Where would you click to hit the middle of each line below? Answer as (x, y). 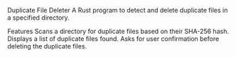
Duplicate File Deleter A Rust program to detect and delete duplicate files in (118, 10)
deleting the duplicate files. (47, 46)
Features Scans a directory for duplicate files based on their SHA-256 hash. (118, 31)
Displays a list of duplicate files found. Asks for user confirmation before (113, 39)
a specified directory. (38, 18)
